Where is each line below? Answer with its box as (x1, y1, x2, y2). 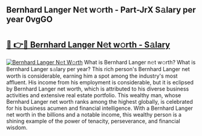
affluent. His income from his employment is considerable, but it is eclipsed (6, 79, 194, 86)
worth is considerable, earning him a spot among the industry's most (6, 72, 178, 80)
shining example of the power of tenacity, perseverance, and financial (6, 118, 180, 124)
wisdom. (6, 124, 28, 131)
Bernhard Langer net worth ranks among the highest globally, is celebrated (6, 98, 194, 105)
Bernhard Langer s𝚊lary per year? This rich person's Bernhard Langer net (6, 66, 191, 72)
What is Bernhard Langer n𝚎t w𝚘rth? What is (83, 59, 196, 66)
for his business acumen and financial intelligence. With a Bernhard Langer (6, 104, 194, 112)
